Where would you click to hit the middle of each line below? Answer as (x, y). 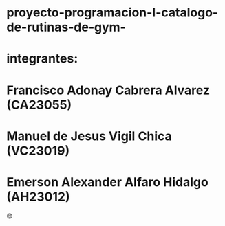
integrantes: (42, 59)
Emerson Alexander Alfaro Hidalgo (108, 182)
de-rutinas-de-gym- (66, 27)
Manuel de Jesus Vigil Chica (89, 136)
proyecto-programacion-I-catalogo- (112, 13)
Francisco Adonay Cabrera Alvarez (108, 90)
